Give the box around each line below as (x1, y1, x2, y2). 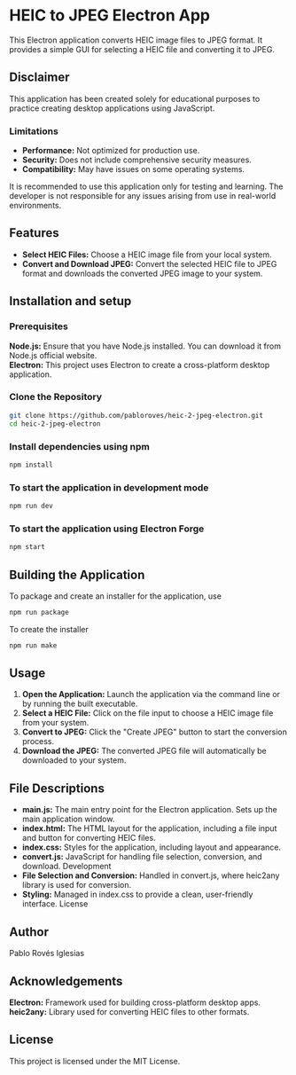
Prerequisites (9, 320, 68, 333)
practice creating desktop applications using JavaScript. (9, 103, 215, 114)
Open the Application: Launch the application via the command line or (21, 689, 281, 700)
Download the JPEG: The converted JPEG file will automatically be (21, 746, 268, 757)
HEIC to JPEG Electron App (9, 5, 211, 26)
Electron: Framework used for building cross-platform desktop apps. (9, 997, 261, 1008)
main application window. (21, 813, 115, 825)
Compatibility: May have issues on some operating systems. (21, 164, 245, 175)
